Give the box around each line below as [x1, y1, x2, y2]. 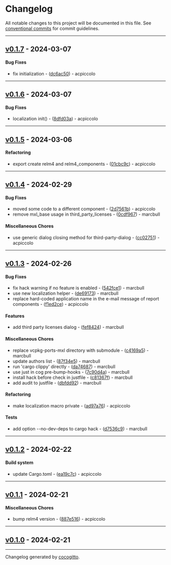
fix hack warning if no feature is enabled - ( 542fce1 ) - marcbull [12, 285, 145, 291]
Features [5, 313, 24, 319]
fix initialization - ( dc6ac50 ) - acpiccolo [12, 70, 96, 76]
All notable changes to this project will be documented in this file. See [5, 20, 152, 26]
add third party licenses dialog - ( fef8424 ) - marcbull [12, 324, 124, 330]
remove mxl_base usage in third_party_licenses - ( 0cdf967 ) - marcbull [12, 211, 160, 217]
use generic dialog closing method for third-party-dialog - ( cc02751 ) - [12, 234, 160, 240]
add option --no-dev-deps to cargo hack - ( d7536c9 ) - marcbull [12, 425, 148, 431]
